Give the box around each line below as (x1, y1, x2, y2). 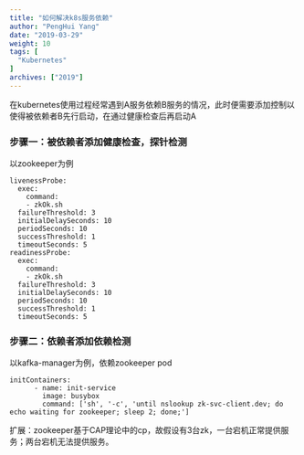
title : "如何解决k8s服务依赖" (9, 13, 114, 23)
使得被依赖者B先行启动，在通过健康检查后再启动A (9, 111, 196, 122)
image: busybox (42, 392, 100, 401)
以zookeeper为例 (9, 158, 75, 169)
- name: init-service (33, 384, 117, 393)
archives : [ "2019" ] (9, 73, 84, 82)
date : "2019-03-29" (9, 30, 84, 39)
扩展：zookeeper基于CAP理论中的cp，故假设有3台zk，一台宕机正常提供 (9, 425, 281, 436)
